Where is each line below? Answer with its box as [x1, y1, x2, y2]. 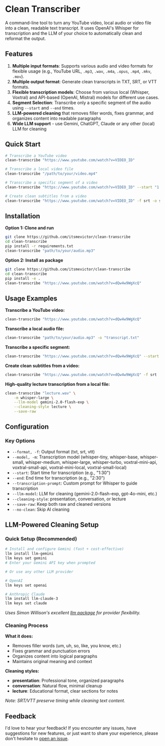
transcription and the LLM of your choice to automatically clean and [5, 30, 142, 36]
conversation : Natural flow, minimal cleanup [12, 683, 102, 689]
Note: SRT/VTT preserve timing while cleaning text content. [5, 698, 125, 704]
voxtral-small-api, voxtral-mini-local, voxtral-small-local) [12, 464, 127, 470]
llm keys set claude [5, 601, 48, 606]
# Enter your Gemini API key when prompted [5, 560, 96, 565]
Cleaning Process [5, 622, 48, 629]
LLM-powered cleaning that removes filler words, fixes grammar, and [12, 110, 154, 116]
